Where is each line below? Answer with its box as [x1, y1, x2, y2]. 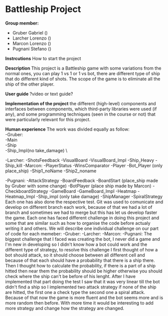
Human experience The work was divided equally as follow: [5, 126, 130, 132]
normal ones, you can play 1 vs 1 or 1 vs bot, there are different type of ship [5, 70, 160, 76]
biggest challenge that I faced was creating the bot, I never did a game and [5, 236, 160, 242]
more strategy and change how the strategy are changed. [5, 305, 124, 311]
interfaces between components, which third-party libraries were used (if [5, 106, 157, 112]
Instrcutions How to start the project [5, 55, 81, 61]
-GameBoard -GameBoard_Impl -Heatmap [49, 188, 137, 194]
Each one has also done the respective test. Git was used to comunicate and [5, 199, 163, 205]
